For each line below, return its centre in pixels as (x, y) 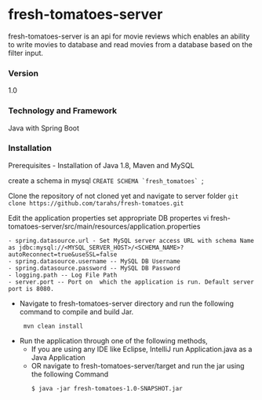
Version (24, 73)
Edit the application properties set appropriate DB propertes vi (109, 218)
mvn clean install (53, 326)
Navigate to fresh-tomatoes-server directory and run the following (126, 303)
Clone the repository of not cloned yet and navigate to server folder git (124, 196)
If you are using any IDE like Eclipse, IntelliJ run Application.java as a (142, 349)
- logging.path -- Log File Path (63, 275)
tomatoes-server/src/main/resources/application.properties (104, 226)
